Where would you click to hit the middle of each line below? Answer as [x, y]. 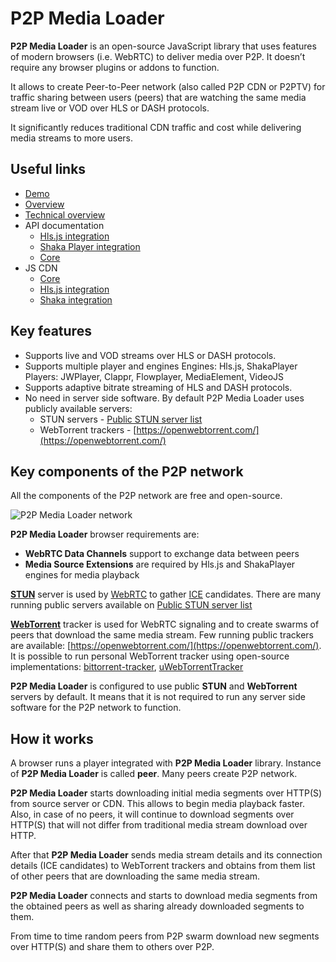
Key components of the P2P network [127, 471]
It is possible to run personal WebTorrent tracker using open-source [150, 656]
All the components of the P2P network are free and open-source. [146, 496]
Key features [51, 331]
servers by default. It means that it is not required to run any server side [158, 697]
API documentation [64, 225]
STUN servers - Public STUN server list [121, 419]
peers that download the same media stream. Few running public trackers [162, 635]
